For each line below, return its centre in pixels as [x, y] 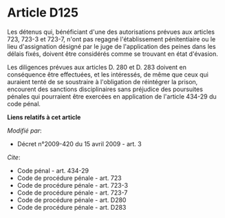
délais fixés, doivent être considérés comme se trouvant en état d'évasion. [113, 54]
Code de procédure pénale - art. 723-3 [73, 185]
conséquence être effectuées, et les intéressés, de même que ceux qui [108, 75]
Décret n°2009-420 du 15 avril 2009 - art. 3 [79, 143]
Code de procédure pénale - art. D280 [72, 200]
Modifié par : [25, 130]
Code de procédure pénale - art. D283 [72, 207]
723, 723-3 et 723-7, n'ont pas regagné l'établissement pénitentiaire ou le [111, 39]
